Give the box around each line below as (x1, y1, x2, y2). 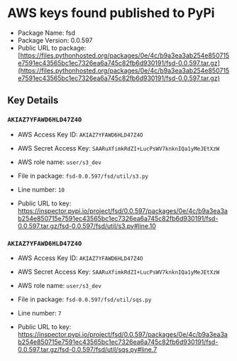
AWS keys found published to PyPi (7, 5, 215, 21)
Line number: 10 (17, 185, 65, 193)
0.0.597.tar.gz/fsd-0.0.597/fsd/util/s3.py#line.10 (17, 222, 156, 230)
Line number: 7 (17, 308, 62, 317)
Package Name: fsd (17, 28, 76, 37)
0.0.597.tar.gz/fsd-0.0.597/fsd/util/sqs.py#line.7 (17, 345, 158, 353)
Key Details (7, 95, 59, 107)
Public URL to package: (17, 43, 87, 52)
